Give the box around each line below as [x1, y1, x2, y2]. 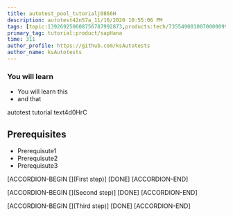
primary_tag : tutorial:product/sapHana [7, 29, 123, 37]
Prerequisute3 [17, 161, 58, 170]
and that [17, 95, 42, 103]
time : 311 [7, 36, 36, 43]
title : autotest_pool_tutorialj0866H [7, 10, 116, 17]
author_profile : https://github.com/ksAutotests [7, 42, 150, 49]
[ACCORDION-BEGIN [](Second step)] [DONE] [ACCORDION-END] [7, 188, 198, 196]
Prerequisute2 [17, 154, 58, 162]
